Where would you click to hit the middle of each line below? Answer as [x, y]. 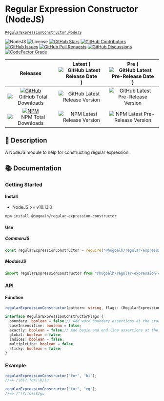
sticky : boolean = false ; [36, 349]
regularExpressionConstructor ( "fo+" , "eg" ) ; [51, 389]
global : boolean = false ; [36, 335]
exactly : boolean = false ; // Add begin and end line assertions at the [84, 330]
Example [16, 366]
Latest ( [82, 64]
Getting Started [24, 185]
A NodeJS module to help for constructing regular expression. [68, 152]
